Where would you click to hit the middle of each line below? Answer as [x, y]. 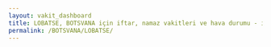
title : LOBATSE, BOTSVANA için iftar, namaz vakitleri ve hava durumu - [133, 23]
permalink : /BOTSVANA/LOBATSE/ [61, 30]
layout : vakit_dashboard [50, 16]
